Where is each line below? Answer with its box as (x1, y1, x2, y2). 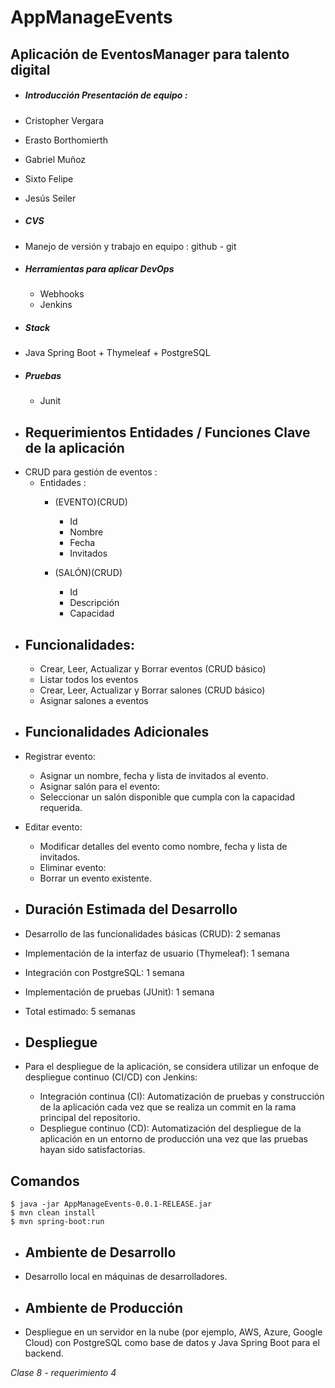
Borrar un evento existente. (39, 872, 152, 884)
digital (10, 61, 51, 78)
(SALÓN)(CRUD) (54, 567, 123, 579)
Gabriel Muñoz (24, 153, 87, 165)
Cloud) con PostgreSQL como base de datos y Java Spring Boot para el (24, 1336, 320, 1348)
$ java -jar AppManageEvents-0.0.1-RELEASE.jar (10, 1199, 213, 1210)
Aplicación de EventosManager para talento (10, 46, 290, 63)
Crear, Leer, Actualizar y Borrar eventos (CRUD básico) (39, 663, 267, 675)
